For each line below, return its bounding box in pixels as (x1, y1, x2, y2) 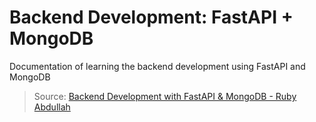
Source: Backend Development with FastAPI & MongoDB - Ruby (33, 90, 297, 102)
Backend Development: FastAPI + (9, 6, 294, 29)
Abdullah (33, 101, 71, 113)
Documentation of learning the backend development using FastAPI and (9, 60, 306, 72)
